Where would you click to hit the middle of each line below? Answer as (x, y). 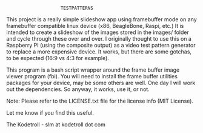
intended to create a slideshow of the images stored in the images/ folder (98, 32)
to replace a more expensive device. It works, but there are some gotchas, (99, 52)
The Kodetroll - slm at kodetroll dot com (56, 124)
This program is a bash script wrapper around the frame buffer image (93, 70)
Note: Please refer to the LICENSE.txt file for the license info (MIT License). (100, 101)
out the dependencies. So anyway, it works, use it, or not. (78, 89)
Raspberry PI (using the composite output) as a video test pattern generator (101, 45)
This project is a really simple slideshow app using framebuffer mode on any (101, 19)
